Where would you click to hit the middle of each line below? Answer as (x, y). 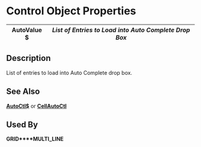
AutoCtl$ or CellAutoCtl (36, 106)
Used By (22, 125)
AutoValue (27, 30)
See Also (23, 92)
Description (28, 58)
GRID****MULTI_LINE (35, 139)
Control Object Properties (71, 11)
